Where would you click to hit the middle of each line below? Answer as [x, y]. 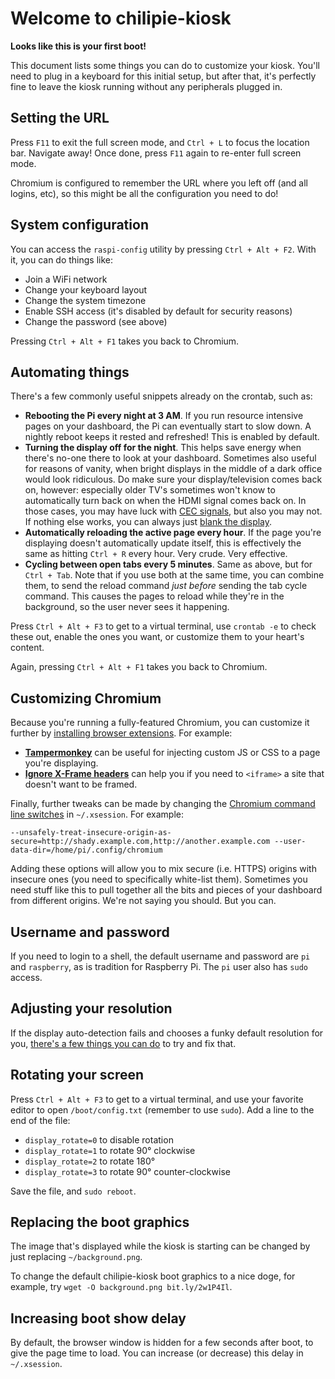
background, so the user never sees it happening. [127, 607]
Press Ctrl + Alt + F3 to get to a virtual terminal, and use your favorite [157, 1099]
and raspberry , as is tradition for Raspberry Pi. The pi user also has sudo [159, 966]
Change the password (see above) [96, 321]
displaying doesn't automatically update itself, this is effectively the [163, 543]
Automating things [70, 372]
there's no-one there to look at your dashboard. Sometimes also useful [170, 458]
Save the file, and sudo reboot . [73, 1191]
